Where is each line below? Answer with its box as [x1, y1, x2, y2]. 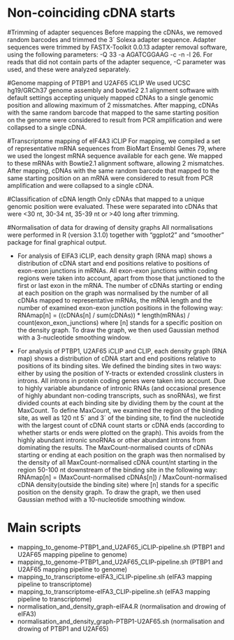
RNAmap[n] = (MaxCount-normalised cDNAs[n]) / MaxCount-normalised [17, 473, 228, 481]
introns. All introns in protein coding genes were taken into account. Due [17, 376, 226, 385]
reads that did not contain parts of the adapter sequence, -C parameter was [7, 57, 226, 66]
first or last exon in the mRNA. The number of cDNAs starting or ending [17, 281, 223, 289]
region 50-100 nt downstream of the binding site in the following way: [17, 465, 218, 474]
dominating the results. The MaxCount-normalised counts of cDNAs [17, 443, 214, 451]
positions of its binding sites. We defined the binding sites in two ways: [17, 361, 222, 370]
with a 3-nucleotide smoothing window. [17, 333, 131, 342]
